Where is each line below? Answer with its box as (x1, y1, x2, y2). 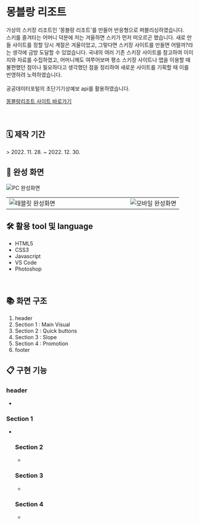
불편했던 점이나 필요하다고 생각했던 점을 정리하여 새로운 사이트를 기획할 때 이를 (6, 63, 189, 70)
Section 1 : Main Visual (14, 321, 70, 328)
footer (14, 346, 30, 354)
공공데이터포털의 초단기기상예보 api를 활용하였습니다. (6, 85, 130, 92)
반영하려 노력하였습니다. (6, 71, 63, 78)
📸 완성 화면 (6, 167, 45, 177)
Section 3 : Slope (14, 334, 57, 341)
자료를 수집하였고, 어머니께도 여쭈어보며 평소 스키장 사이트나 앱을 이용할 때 (17, 56, 191, 63)
